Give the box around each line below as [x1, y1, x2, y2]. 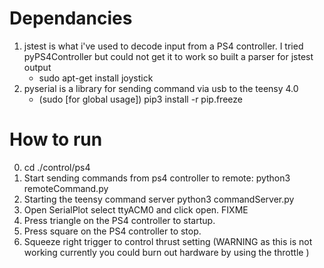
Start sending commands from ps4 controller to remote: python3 [23, 172, 291, 184]
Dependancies [9, 7, 133, 30]
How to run [9, 128, 103, 151]
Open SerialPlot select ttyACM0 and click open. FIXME [23, 203, 249, 216]
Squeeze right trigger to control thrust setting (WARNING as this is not [23, 235, 313, 247]
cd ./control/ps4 [23, 161, 91, 173]
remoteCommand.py [23, 182, 109, 194]
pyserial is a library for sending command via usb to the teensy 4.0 [23, 82, 299, 94]
